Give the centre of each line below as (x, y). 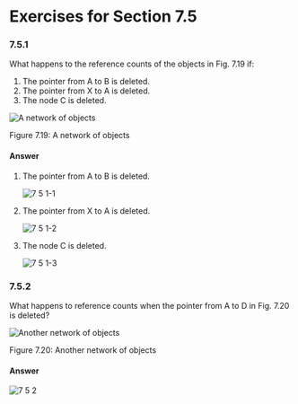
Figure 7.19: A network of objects (70, 136)
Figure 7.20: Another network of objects (83, 350)
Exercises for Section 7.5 (103, 17)
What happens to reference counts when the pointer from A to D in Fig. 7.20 (149, 305)
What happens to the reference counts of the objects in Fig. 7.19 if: (132, 64)
